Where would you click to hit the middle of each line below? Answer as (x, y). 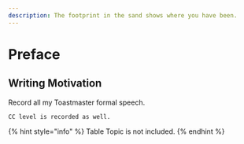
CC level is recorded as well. (59, 116)
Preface (34, 54)
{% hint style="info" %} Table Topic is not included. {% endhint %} (116, 131)
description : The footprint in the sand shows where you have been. (123, 15)
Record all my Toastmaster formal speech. (77, 102)
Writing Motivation (55, 83)
